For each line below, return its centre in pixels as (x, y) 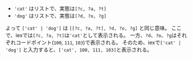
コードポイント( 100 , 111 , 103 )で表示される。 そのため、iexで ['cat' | (98, 43)
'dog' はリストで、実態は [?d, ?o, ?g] (60, 16)
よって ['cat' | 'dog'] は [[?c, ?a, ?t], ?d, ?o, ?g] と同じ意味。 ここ (94, 28)
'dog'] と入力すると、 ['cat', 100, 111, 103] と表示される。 (79, 50)
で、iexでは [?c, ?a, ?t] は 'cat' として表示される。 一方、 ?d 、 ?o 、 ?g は (91, 35)
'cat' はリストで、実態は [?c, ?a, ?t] (60, 8)
